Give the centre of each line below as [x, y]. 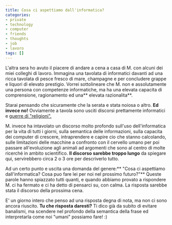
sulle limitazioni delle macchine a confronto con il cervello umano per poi [82, 142]
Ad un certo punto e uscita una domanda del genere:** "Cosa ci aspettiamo [85, 168]
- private [16, 20]
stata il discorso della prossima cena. [44, 190]
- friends [16, 34]
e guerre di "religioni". [28, 116]
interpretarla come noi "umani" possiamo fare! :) [56, 217]
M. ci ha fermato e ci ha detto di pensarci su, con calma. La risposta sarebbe [86, 185]
